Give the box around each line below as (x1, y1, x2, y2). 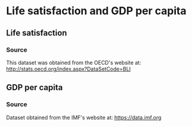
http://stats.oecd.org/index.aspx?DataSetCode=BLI (6, 65, 131, 72)
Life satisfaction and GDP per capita (6, 4, 187, 18)
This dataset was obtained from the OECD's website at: (6, 59, 141, 66)
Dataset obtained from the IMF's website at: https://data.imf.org (6, 114, 162, 121)
